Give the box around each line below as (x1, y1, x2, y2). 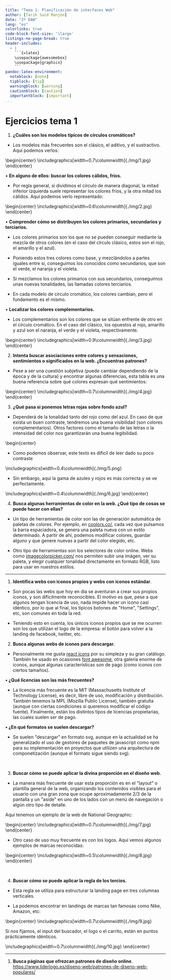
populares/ (12, 969, 36, 975)
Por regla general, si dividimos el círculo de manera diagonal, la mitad (12, 183, 159, 189)
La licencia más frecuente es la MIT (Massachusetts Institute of (12, 687, 146, 693)
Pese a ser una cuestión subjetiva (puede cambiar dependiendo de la (12, 368, 159, 374)
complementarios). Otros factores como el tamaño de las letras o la (12, 425, 154, 431)
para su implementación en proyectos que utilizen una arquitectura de (12, 745, 160, 751)
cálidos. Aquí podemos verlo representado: (12, 193, 103, 200)
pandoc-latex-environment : (5, 70, 63, 75)
